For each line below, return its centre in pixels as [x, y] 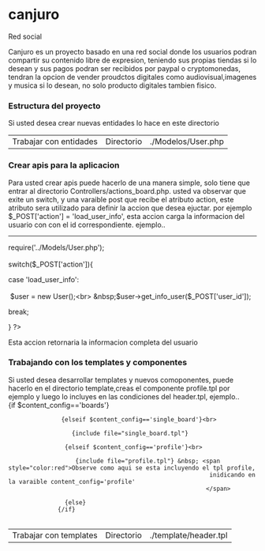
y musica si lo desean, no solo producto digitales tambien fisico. [112, 85]
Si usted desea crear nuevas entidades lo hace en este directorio [114, 123]
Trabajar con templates [55, 535]
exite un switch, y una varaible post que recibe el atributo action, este [121, 199]
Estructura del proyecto [54, 106]
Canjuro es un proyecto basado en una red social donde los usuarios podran [132, 51]
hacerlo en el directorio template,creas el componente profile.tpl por [119, 388]
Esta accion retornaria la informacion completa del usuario [103, 342]
